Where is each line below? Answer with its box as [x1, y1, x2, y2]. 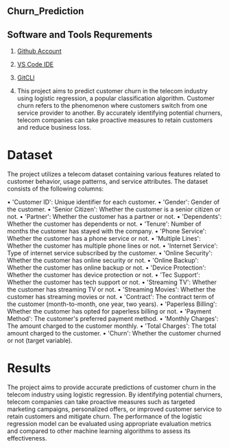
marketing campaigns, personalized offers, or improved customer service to [7, 405, 222, 414]
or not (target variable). [7, 336, 73, 345]
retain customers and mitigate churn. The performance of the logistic [7, 412, 202, 421]
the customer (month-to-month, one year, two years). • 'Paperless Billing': [7, 300, 217, 308]
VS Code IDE [16, 60, 53, 69]
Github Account [16, 47, 62, 56]
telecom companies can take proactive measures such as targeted [7, 398, 195, 406]
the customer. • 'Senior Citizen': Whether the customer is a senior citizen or [7, 205, 221, 213]
